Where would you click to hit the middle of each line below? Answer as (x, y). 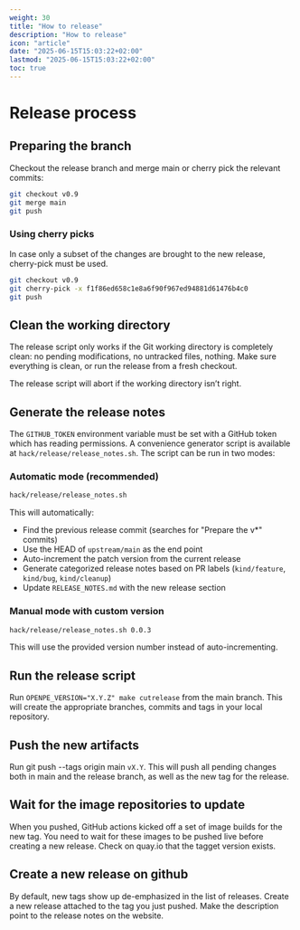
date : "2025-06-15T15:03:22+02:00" (76, 52)
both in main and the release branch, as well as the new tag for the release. (149, 777)
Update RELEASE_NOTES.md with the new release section (124, 588)
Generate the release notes (87, 412)
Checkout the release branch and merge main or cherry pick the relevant (145, 167)
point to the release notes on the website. (87, 916)
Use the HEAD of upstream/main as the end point (112, 549)
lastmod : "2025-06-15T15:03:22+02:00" (82, 60)
